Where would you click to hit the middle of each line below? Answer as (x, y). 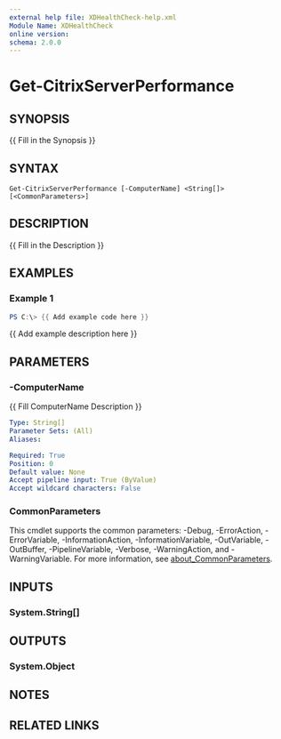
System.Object (42, 666)
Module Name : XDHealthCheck (61, 26)
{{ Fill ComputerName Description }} (76, 406)
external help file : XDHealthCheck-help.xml (93, 17)
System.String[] (44, 612)
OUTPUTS (38, 641)
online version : (39, 34)
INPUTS (31, 586)
